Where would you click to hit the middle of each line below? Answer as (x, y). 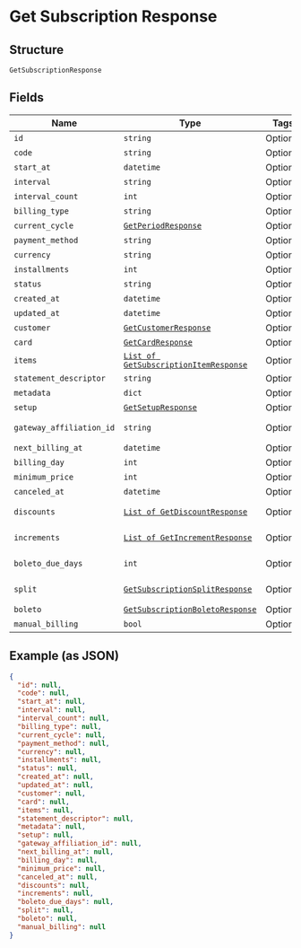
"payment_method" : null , (64, 743)
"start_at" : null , (52, 702)
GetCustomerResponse (168, 328)
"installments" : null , (60, 760)
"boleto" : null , (47, 918)
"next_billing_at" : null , (66, 852)
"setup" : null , (46, 835)
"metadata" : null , (52, 827)
